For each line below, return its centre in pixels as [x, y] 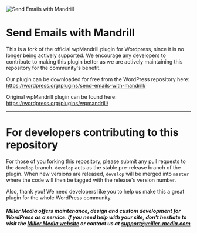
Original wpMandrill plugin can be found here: [62, 96]
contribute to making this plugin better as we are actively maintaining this [94, 61]
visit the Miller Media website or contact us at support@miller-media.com [98, 224]
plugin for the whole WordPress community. [59, 198]
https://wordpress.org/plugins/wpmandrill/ [57, 103]
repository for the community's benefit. [53, 68]
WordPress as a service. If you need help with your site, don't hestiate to [96, 217]
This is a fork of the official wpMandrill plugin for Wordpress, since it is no [95, 49]
